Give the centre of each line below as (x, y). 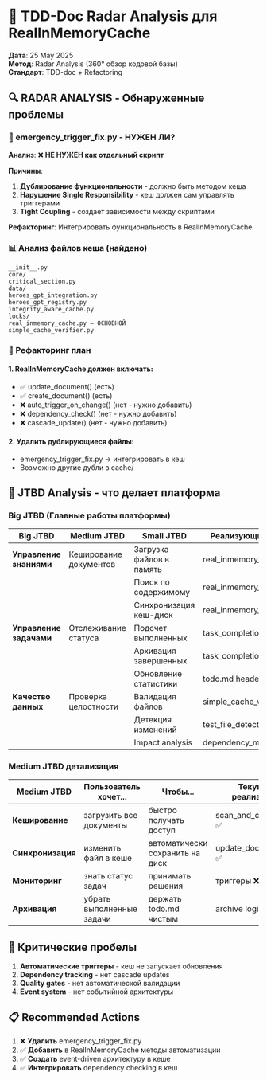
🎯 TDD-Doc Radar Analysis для (113, 16)
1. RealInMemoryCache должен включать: (81, 369)
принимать (170, 876)
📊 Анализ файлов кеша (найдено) (78, 248)
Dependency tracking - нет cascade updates (95, 975)
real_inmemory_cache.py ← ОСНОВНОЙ (67, 323)
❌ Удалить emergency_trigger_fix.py (81, 1041)
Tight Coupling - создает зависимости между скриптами (117, 211)
